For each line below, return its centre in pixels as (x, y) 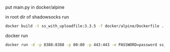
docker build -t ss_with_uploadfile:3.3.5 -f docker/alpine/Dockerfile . (85, 26)
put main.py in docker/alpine (35, 7)
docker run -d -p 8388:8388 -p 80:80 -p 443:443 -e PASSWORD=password (81, 44)
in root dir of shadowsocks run (37, 17)
